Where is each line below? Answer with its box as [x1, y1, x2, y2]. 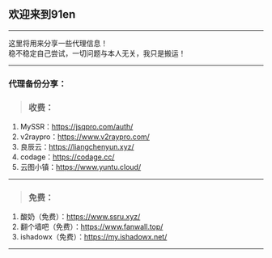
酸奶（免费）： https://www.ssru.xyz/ [19, 212, 141, 222]
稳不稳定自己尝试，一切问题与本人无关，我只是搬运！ [8, 48, 186, 58]
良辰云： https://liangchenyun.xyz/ [19, 142, 135, 152]
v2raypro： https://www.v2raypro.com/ [19, 132, 150, 142]
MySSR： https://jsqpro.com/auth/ [19, 122, 134, 132]
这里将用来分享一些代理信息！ [8, 38, 108, 48]
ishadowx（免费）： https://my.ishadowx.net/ [19, 232, 168, 242]
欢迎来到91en [8, 7, 76, 22]
